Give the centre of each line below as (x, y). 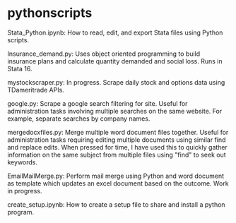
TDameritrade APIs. (36, 90)
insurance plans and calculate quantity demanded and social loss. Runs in (115, 61)
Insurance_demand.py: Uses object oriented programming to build (104, 54)
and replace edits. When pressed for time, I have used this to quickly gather (118, 147)
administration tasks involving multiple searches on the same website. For (115, 111)
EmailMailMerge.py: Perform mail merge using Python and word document (116, 176)
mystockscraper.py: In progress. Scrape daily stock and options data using (116, 82)
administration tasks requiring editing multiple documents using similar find (117, 140)
